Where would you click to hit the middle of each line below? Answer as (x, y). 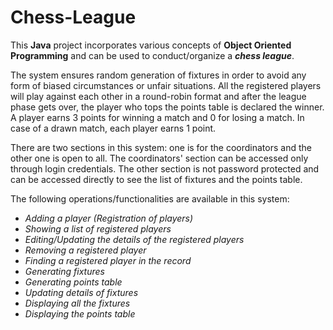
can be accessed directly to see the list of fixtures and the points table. (156, 179)
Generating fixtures (64, 271)
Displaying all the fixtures (77, 303)
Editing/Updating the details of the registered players (134, 239)
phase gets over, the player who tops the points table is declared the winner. (167, 107)
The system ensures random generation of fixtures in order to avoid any (158, 75)
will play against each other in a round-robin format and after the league (158, 96)
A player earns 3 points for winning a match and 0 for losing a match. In (157, 117)
